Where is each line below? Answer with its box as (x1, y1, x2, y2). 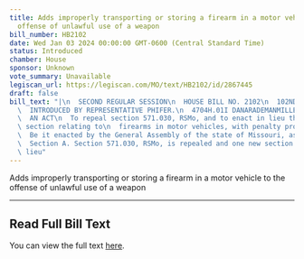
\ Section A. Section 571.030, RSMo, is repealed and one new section (17, 139, 294, 148)
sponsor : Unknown (9, 64, 75, 73)
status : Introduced (9, 47, 83, 56)
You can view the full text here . (9, 240, 125, 251)
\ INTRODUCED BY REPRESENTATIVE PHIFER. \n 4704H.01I (17, 106, 229, 115)
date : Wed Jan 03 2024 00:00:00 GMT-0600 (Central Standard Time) (9, 38, 265, 48)
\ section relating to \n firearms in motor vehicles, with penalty (17, 123, 281, 132)
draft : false (9, 88, 59, 97)
